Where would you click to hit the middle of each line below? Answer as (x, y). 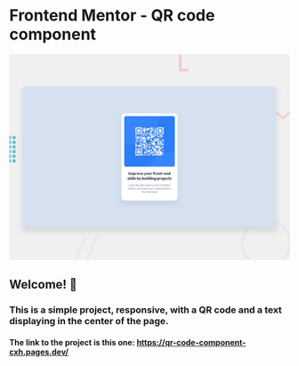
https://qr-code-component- (191, 342)
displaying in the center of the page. (89, 321)
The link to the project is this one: (72, 342)
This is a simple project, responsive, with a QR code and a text (145, 310)
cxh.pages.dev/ (39, 352)
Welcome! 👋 (43, 285)
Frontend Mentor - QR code (112, 16)
